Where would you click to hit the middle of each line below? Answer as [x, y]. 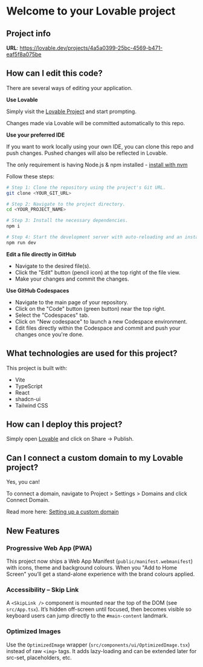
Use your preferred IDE [36, 135]
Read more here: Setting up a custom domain [63, 512]
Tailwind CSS [31, 405]
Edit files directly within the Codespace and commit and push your [98, 328]
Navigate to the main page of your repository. [72, 302]
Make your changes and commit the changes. [72, 279]
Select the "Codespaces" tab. [52, 315]
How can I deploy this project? [64, 425]
